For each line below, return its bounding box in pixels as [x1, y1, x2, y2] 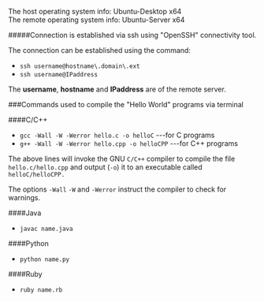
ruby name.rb [19, 286, 63, 294]
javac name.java [19, 225, 73, 233]
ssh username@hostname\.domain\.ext [19, 62, 140, 70]
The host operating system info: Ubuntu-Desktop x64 [8, 7, 182, 16]
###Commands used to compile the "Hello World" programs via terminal [8, 100, 244, 109]
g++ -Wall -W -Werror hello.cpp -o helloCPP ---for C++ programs [19, 139, 239, 148]
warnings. [8, 193, 41, 202]
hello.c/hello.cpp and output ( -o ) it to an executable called [8, 162, 203, 172]
